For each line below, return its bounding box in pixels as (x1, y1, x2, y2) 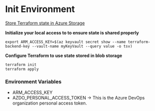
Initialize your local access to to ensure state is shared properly (5, 29, 139, 35)
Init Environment (5, 3, 75, 15)
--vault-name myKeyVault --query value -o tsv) (31, 43, 133, 48)
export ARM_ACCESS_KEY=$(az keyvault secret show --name (5, 39, 126, 44)
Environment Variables (5, 78, 62, 85)
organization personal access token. (12, 100, 87, 106)
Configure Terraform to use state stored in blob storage (5, 52, 123, 58)
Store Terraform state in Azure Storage (5, 20, 85, 26)
